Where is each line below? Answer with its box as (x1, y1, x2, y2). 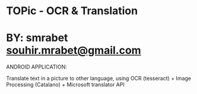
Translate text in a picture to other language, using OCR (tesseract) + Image (6, 75, 192, 82)
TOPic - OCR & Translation (6, 4, 138, 18)
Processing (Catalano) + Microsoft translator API (6, 81, 125, 88)
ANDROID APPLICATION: (6, 63, 67, 70)
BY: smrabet (6, 31, 68, 45)
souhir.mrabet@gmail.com (6, 44, 141, 57)
